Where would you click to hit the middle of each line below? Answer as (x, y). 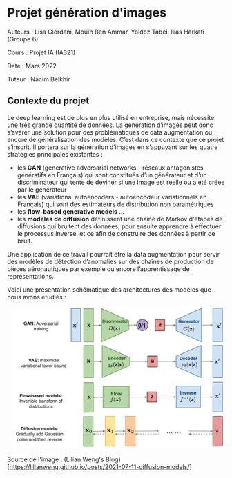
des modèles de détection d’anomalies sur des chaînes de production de (110, 261)
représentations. (30, 276)
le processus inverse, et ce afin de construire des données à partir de (116, 233)
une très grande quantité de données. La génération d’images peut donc (110, 125)
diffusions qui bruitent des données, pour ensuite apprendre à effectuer (119, 226)
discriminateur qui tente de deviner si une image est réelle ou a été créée (121, 182)
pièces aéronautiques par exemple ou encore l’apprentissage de (98, 269)
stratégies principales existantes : (55, 154)
